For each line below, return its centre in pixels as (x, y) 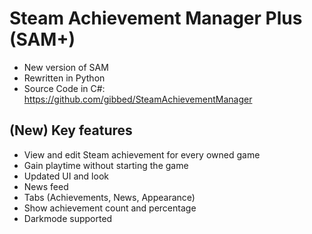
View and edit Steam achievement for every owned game (142, 154)
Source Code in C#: (64, 88)
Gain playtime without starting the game (106, 165)
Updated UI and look (66, 176)
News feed (46, 186)
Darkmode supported (68, 218)
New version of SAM (66, 67)
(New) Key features (71, 130)
